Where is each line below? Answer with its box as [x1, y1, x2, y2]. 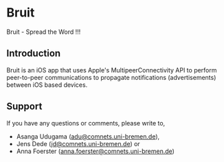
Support [6, 101, 43, 112]
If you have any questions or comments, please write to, [6, 119, 166, 127]
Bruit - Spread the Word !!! [6, 28, 81, 36]
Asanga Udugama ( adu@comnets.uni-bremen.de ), [16, 132, 160, 141]
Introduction [6, 48, 61, 59]
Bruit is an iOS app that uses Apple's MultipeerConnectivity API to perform [6, 65, 217, 74]
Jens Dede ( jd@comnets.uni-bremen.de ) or [16, 139, 140, 148]
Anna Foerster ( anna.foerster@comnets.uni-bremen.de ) [16, 147, 175, 155]
